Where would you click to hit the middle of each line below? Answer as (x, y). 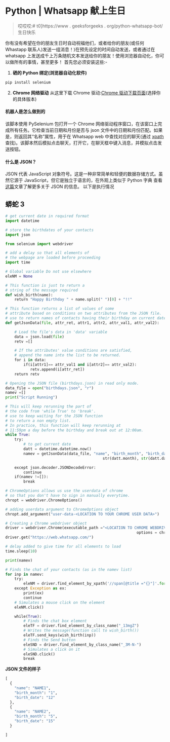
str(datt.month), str (125, 458)
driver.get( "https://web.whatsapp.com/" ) (50, 537)
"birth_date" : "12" (35, 697)
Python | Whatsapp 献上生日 (66, 11)
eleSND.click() (39, 654)
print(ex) (34, 593)
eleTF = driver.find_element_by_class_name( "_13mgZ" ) (81, 626)
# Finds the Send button (50, 640)
